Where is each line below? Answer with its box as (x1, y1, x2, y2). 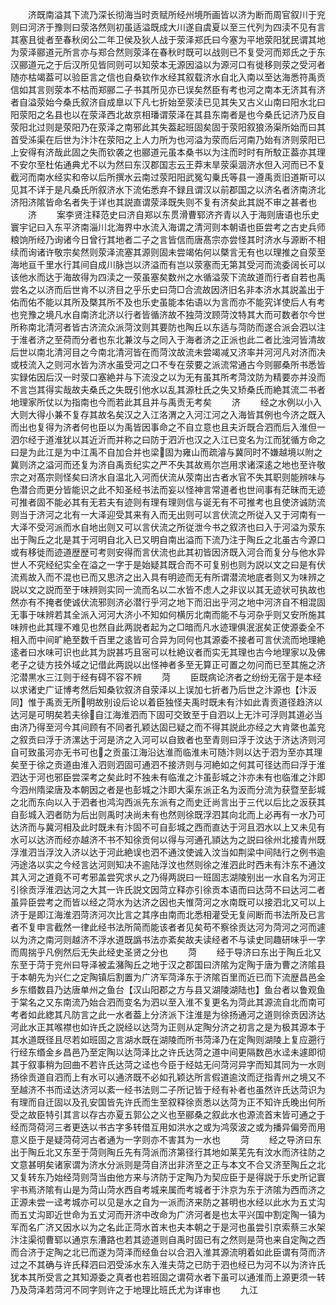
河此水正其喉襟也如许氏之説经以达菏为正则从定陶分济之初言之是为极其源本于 (10, 1021, 326, 1033)
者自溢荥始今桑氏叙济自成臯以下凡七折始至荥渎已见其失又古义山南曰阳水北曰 (10, 96, 326, 108)
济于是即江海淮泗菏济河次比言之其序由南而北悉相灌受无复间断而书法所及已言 (10, 909, 326, 920)
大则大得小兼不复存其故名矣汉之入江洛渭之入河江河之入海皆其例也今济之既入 (10, 409, 326, 420)
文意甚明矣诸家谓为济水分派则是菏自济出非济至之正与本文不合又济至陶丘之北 (10, 1159, 326, 1170)
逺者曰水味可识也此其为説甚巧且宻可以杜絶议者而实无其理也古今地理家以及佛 (10, 646, 326, 658)
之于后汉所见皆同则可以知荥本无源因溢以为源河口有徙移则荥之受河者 (44, 59, 326, 70)
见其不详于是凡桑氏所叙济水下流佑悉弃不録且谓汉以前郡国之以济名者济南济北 (10, 184, 326, 195)
